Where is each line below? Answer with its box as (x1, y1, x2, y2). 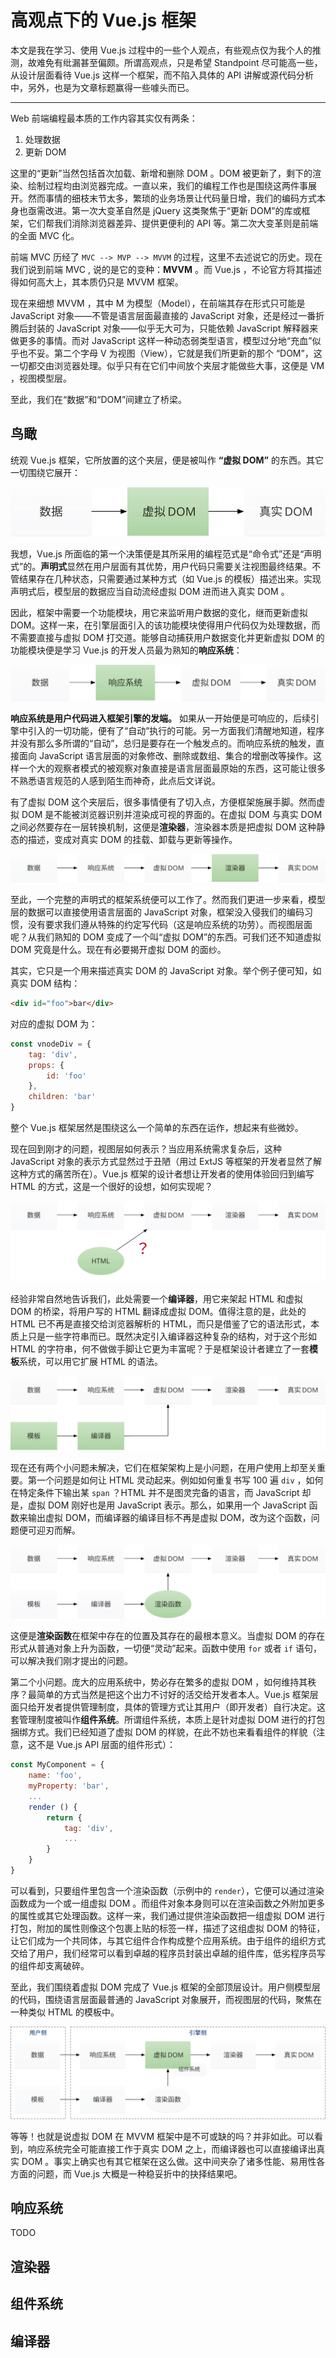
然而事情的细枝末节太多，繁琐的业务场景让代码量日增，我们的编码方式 (27, 192, 317, 204)
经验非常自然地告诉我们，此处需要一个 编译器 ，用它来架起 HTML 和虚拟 (10, 1292, 303, 1305)
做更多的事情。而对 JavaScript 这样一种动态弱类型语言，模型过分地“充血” (10, 334, 313, 346)
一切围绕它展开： (10, 466, 81, 478)
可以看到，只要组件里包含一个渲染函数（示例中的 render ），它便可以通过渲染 (10, 1884, 325, 1896)
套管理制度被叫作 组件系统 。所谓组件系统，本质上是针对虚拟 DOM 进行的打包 (10, 1714, 326, 1726)
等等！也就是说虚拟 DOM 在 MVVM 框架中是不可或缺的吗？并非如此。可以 (10, 2130, 315, 2142)
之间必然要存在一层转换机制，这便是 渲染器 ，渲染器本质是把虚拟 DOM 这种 (10, 821, 317, 833)
